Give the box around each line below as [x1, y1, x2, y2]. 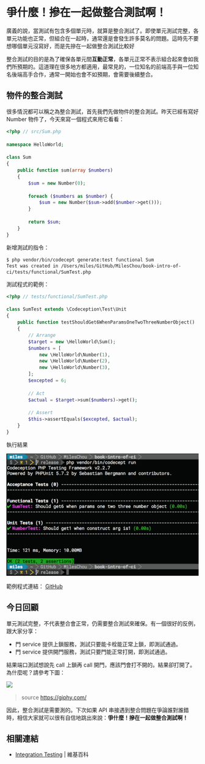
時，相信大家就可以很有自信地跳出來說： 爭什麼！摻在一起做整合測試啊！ [6, 714, 188, 721]
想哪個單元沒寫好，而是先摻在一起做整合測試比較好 [6, 42, 135, 50]
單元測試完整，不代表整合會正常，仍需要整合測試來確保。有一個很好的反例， [6, 619, 199, 627]
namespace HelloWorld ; [6, 142, 64, 148]
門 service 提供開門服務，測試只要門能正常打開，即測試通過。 [15, 648, 171, 656]
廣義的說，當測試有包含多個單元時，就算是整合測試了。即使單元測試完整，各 [6, 27, 199, 34]
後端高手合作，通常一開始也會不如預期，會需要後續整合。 [11, 70, 156, 78]
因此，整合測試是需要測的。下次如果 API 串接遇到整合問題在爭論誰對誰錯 [6, 706, 189, 714]
